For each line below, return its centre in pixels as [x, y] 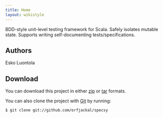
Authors [19, 51]
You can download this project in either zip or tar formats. [66, 91]
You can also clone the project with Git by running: [58, 101]
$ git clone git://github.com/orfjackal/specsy [57, 110]
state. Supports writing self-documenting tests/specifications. [70, 35]
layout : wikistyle [25, 15]
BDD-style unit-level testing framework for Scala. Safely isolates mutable [82, 29]
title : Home [18, 10]
